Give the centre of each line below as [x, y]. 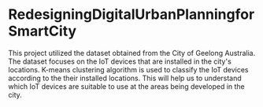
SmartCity [43, 31]
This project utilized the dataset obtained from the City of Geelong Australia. [132, 53]
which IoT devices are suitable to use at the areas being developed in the [127, 86]
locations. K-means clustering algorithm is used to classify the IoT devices [128, 69]
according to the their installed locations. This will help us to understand [125, 78]
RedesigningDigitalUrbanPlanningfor [131, 15]
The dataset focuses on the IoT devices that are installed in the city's [120, 61]
